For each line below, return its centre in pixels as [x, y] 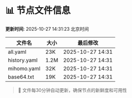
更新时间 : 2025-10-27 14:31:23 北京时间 [47, 29]
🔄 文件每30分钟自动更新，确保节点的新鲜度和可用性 [72, 90]
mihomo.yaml [24, 68]
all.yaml [17, 52]
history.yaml [23, 60]
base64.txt [21, 76]
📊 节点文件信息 [38, 11]
